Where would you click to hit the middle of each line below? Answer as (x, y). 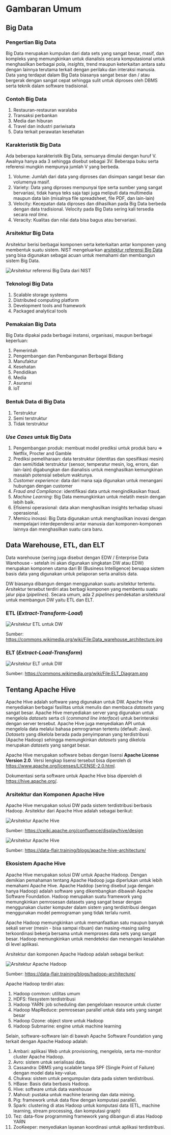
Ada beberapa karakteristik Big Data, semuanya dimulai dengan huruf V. (81, 156)
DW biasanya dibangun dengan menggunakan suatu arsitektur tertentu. (81, 584)
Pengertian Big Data (31, 42)
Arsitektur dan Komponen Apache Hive (55, 795)
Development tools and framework (49, 306)
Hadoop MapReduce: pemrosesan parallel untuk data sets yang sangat (88, 1010)
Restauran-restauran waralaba (45, 110)
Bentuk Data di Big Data (36, 402)
